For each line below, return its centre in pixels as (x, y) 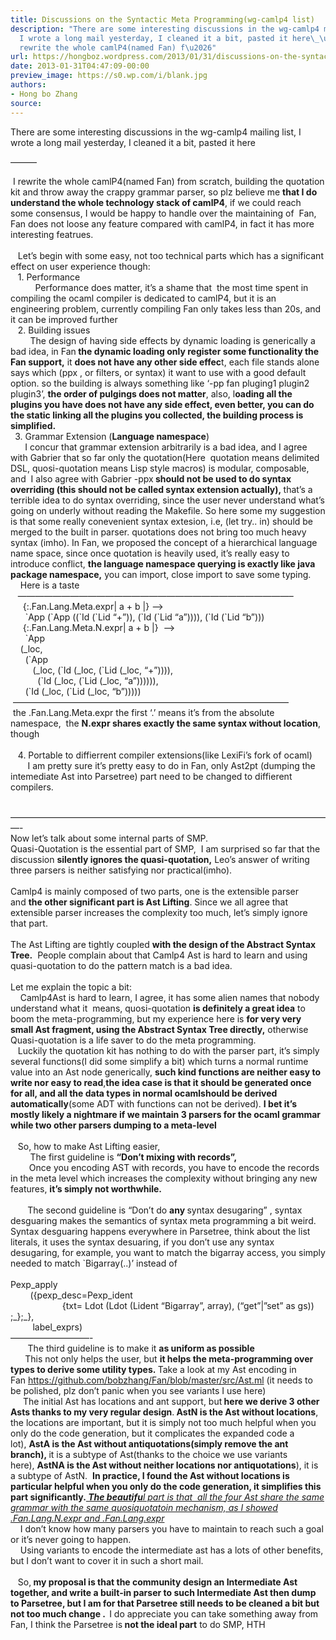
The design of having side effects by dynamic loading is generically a (172, 340)
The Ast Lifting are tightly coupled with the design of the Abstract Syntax (163, 944)
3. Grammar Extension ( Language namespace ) (112, 436)
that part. (29, 923)
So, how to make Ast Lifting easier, (89, 1146)
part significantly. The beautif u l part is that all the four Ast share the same (167, 1497)
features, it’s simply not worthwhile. (86, 1188)
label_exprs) (57, 1327)
